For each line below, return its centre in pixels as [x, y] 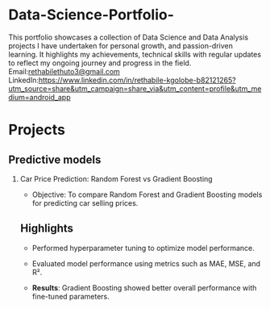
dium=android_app [39, 97]
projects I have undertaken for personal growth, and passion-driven [121, 45]
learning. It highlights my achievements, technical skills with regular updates [135, 54]
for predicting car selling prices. [85, 203]
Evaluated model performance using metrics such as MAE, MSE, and [146, 263]
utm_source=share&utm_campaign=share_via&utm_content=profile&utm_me [135, 88]
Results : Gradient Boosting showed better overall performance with [144, 287]
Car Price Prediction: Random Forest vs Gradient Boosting [116, 178]
